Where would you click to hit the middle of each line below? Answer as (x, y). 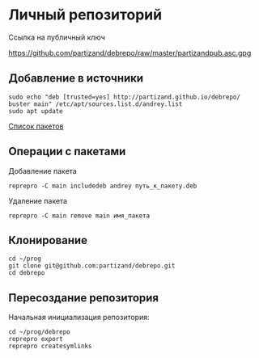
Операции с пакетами (67, 152)
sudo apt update (36, 111)
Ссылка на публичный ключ (57, 37)
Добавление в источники (76, 78)
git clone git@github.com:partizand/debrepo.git (92, 266)
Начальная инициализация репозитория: (79, 318)
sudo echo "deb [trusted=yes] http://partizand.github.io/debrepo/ (125, 97)
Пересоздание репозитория (84, 298)
